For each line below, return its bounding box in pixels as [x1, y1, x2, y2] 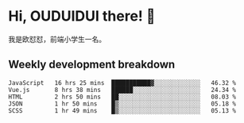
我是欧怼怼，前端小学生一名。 [8, 34, 106, 44]
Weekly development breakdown [8, 58, 176, 71]
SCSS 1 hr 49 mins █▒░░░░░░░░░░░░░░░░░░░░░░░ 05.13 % [8, 106, 237, 114]
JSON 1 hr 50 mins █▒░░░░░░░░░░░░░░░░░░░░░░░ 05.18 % [8, 99, 237, 108]
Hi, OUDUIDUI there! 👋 [8, 7, 156, 25]
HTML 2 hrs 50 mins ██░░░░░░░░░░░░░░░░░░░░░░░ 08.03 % [8, 93, 237, 101]
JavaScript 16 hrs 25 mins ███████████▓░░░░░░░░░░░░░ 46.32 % [8, 79, 237, 86]
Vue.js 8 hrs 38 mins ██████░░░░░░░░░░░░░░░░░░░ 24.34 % [8, 86, 237, 94]
